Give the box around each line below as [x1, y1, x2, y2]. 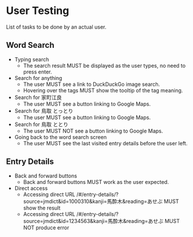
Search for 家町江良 [14, 93, 62, 100]
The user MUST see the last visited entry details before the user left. [23, 140, 188, 147]
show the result [23, 204, 61, 211]
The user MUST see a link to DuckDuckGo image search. [23, 81, 160, 88]
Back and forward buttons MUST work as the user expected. [23, 178, 169, 185]
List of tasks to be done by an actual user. [6, 23, 107, 30]
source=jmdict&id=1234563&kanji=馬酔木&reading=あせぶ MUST [23, 217, 180, 224]
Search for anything [14, 74, 62, 81]
